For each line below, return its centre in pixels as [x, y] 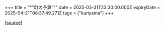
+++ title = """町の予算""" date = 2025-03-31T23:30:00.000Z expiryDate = [82, 7]
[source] [14, 22]
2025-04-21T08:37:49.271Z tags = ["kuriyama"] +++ [59, 13]
